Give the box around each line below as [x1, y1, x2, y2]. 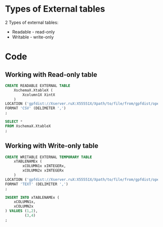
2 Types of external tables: [5, 19, 59, 25]
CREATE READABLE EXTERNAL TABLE [5, 83, 70, 88]
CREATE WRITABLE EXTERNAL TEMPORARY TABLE [5, 155, 92, 159]
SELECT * [5, 119, 23, 124]
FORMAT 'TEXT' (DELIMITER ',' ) [5, 181, 68, 187]
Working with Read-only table [5, 70, 98, 79]
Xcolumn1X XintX [22, 92, 55, 97]
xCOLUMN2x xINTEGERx [22, 168, 64, 173]
